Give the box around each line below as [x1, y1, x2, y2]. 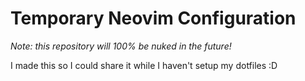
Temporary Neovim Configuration [10, 7, 297, 30]
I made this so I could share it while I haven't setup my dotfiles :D [10, 59, 278, 71]
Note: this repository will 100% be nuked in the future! [10, 40, 232, 52]
